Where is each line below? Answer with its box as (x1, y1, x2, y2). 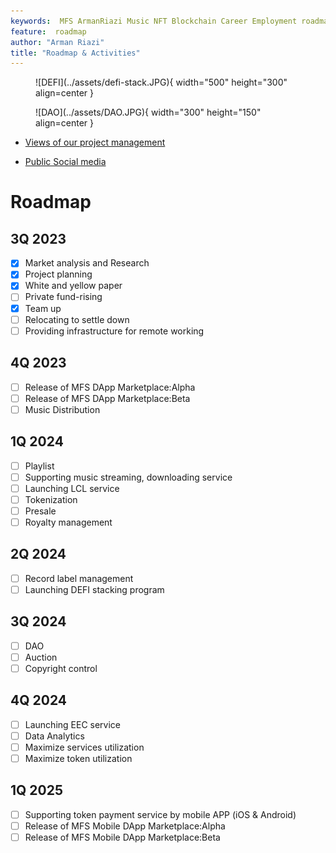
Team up (24, 302, 62, 314)
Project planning (24, 268, 93, 280)
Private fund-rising (24, 291, 103, 303)
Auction (24, 651, 58, 663)
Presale (24, 505, 57, 517)
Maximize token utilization (24, 752, 133, 764)
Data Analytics (24, 730, 85, 742)
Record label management (24, 572, 134, 584)
